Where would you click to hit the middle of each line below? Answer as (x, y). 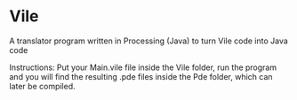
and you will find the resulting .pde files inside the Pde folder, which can (141, 76)
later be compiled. (42, 86)
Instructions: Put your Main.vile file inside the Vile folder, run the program (143, 67)
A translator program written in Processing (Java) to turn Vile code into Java (149, 41)
